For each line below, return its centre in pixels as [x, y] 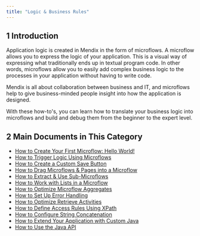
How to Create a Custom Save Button [61, 164]
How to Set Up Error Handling [51, 195]
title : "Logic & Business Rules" [48, 12]
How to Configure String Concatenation [63, 214]
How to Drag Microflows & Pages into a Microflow [76, 170]
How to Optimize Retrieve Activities [58, 202]
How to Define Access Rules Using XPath [66, 208]
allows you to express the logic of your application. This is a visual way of [96, 57]
